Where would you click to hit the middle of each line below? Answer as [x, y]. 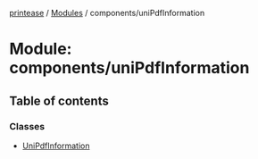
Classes [27, 126]
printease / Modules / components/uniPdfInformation [107, 13]
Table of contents [59, 100]
